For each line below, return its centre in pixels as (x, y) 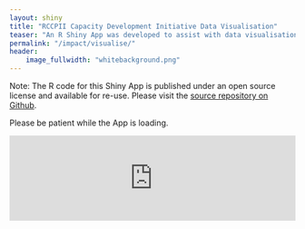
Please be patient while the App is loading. (89, 123)
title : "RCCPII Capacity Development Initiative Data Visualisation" (144, 26)
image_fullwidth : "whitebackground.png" (103, 60)
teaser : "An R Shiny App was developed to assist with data (126, 35)
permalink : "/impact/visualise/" (73, 43)
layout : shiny (36, 18)
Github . (23, 105)
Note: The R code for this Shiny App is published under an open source (143, 86)
